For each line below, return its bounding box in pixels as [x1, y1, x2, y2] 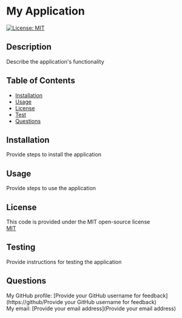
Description [6, 42, 52, 52]
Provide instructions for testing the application [6, 258, 122, 265]
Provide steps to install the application [6, 151, 102, 158]
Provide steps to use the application [6, 185, 96, 192]
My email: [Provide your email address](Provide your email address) [6, 305, 176, 312]
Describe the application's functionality [6, 58, 104, 65]
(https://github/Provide [6, 298, 64, 305]
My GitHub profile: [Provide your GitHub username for [6, 292, 141, 299]
